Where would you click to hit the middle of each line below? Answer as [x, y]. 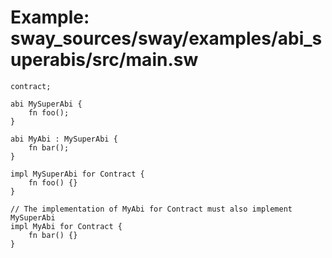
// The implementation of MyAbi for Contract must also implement [151, 209]
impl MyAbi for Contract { [66, 226]
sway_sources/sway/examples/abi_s [166, 38]
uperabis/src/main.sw [104, 60]
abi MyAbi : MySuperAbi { [64, 139]
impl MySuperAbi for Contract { [77, 174]
